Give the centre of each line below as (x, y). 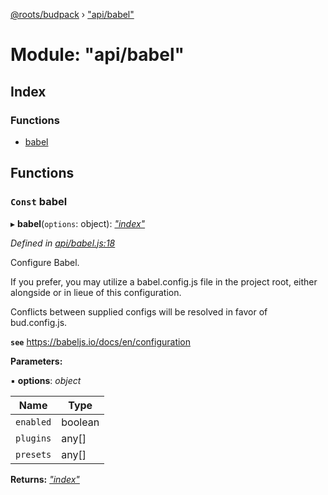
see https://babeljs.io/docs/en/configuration (101, 341)
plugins (33, 438)
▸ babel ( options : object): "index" (78, 223)
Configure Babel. (45, 262)
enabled (33, 422)
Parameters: (36, 361)
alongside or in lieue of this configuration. (96, 292)
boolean (80, 422)
